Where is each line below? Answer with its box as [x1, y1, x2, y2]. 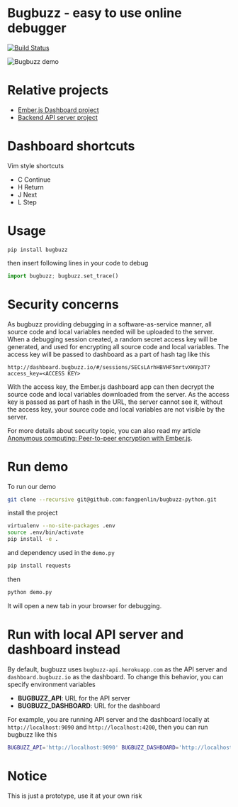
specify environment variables [7, 680, 96, 688]
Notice [7, 768, 47, 784]
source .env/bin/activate [7, 529, 84, 537]
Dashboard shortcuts [7, 138, 135, 154]
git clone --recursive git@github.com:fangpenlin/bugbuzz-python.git [7, 495, 217, 503]
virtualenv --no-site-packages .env [7, 522, 115, 529]
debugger [7, 20, 67, 36]
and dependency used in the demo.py [7, 549, 115, 556]
